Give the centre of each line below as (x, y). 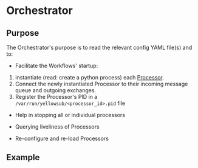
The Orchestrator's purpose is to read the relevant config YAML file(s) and (99, 47)
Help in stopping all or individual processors (70, 115)
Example (23, 157)
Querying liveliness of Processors (57, 127)
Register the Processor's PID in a (56, 97)
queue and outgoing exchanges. (55, 90)
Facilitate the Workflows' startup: (56, 66)
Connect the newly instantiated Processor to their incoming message (101, 84)
